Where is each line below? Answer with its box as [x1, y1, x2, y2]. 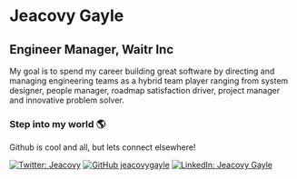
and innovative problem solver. [9, 94, 124, 105]
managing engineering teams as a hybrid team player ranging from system [9, 75, 289, 86]
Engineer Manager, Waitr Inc [9, 42, 174, 57]
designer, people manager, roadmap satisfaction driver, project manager [9, 85, 280, 95]
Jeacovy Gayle [9, 5, 124, 26]
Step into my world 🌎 [9, 117, 106, 130]
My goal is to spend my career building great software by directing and [9, 65, 275, 76]
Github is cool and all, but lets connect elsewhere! [9, 142, 196, 153]
